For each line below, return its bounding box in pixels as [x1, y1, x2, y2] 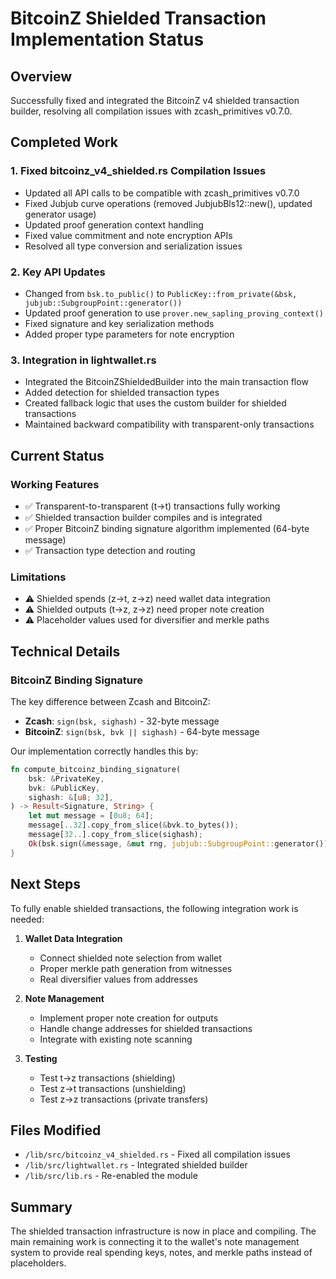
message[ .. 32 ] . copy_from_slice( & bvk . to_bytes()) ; [28, 820, 240, 831]
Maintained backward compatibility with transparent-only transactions [24, 418, 315, 431]
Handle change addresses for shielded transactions [39, 1022, 253, 1034]
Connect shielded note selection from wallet [39, 952, 222, 964]
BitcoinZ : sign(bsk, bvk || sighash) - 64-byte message [24, 725, 260, 737]
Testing [24, 1052, 58, 1064]
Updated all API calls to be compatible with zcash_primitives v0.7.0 [24, 187, 300, 199]
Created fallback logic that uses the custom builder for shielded [24, 397, 287, 409]
